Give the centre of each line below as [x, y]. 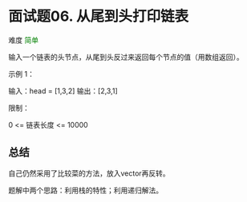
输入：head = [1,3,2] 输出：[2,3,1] [63, 91]
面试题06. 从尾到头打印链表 [99, 16]
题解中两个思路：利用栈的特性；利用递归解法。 [85, 190]
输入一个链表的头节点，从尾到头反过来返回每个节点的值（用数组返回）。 [126, 57]
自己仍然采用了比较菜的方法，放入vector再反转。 [89, 173]
